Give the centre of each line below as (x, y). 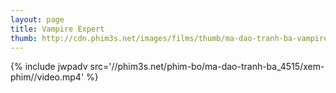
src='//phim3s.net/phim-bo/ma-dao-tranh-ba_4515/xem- (207, 67)
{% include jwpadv (49, 67)
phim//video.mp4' (47, 77)
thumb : (24, 38)
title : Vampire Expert (57, 29)
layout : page (37, 19)
